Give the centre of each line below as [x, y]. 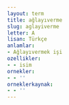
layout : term [26, 13]
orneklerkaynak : [30, 84]
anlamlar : [21, 46]
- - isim [19, 65]
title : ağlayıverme [35, 20]
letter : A [21, 33]
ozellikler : [24, 59]
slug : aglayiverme [33, 26]
